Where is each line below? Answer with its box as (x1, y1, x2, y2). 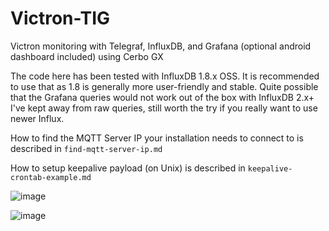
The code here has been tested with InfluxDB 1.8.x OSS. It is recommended (10, 70, 320, 82)
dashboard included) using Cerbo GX (10, 50, 164, 62)
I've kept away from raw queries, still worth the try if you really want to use (10, 102, 318, 114)
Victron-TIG (10, 7, 111, 30)
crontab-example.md (10, 172, 92, 182)
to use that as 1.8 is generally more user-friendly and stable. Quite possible (10, 80, 319, 92)
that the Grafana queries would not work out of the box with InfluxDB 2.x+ (10, 91, 315, 103)
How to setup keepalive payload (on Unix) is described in (10, 162, 246, 174)
